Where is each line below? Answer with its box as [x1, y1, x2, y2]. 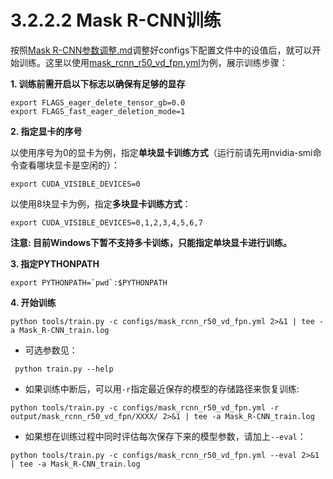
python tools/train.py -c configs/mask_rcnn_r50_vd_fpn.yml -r [10, 402, 280, 413]
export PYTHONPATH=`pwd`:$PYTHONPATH [10, 277, 168, 288]
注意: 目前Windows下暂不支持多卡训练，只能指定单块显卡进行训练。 [10, 236, 292, 248]
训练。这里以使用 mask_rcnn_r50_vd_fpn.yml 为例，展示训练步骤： [18, 56, 288, 68]
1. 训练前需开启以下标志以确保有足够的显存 [10, 77, 186, 90]
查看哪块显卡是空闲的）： [18, 159, 120, 171]
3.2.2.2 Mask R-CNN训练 [10, 9, 222, 32]
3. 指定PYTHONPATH [10, 257, 100, 270]
